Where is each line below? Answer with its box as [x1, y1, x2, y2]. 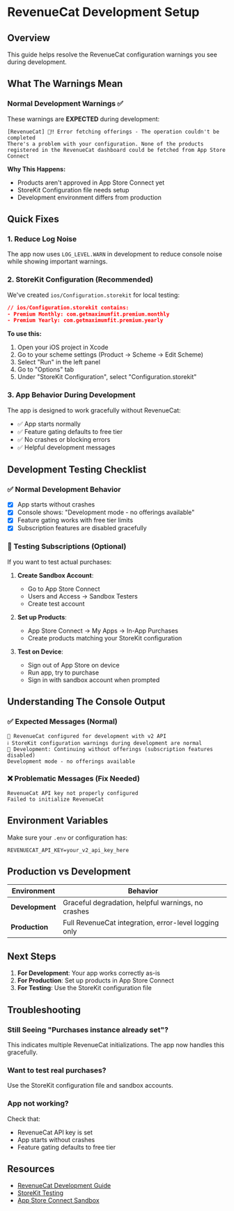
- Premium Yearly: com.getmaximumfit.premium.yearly [7, 317, 164, 324]
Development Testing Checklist [7, 463, 147, 475]
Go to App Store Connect [27, 585, 100, 593]
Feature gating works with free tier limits [17, 516, 134, 525]
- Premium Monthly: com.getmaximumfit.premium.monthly [7, 311, 170, 318]
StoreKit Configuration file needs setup [17, 185, 130, 194]
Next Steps [7, 950, 56, 962]
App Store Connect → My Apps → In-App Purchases [27, 626, 179, 635]
